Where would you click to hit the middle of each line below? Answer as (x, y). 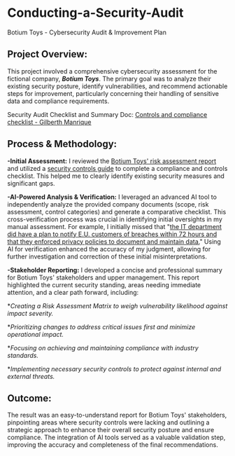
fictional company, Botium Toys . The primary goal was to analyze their (109, 78)
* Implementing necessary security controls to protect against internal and (114, 368)
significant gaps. (31, 183)
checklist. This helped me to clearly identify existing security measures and (116, 176)
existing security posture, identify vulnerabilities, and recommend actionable (117, 86)
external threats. (31, 376)
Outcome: (29, 398)
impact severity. (30, 313)
